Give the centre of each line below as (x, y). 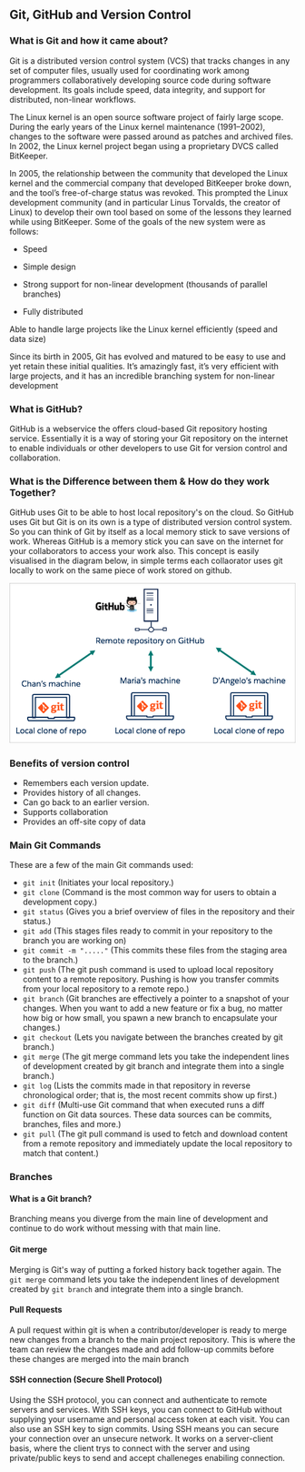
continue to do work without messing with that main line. (115, 1228)
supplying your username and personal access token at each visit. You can (150, 1419)
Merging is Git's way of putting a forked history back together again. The (146, 1269)
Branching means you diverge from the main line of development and (139, 1219)
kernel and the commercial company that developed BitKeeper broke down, (151, 183)
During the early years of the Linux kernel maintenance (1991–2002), (138, 126)
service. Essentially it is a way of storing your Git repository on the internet (149, 438)
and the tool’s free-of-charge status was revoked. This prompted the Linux (149, 192)
